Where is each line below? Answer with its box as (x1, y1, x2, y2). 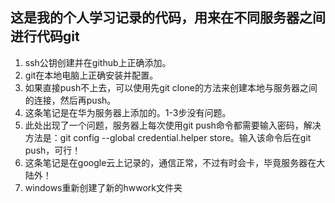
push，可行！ (24, 144, 82, 156)
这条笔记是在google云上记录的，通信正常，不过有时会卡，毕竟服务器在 (24, 156, 317, 168)
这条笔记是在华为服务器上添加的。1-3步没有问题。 (24, 106, 232, 118)
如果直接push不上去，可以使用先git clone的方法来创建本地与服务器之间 (24, 81, 318, 93)
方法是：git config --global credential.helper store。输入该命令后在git (24, 131, 312, 143)
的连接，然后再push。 (24, 94, 117, 106)
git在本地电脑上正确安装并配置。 (24, 69, 159, 81)
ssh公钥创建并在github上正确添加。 (24, 56, 172, 68)
